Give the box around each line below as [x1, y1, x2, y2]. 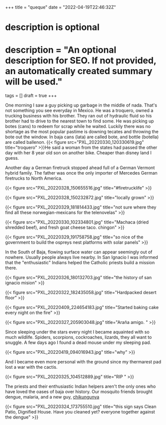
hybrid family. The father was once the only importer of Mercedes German [5, 170, 158, 176]
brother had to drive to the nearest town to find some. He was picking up [5, 118, 154, 124]
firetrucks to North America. [5, 175, 63, 181]
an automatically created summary [5, 66, 153, 77]
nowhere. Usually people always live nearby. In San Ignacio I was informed [5, 254, 158, 260]
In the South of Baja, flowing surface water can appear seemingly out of [5, 249, 153, 255]
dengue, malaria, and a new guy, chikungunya [5, 394, 99, 400]
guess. [5, 155, 19, 161]
